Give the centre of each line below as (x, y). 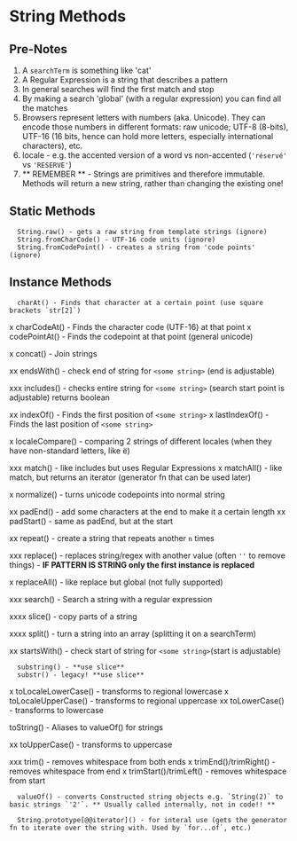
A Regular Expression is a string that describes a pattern (125, 80)
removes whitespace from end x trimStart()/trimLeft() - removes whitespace (148, 771)
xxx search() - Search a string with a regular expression (111, 599)
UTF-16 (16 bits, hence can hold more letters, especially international (148, 136)
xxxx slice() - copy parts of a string (73, 616)
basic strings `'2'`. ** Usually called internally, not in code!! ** (142, 805)
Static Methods (52, 212)
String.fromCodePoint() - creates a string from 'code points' (136, 247)
